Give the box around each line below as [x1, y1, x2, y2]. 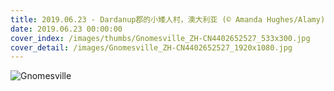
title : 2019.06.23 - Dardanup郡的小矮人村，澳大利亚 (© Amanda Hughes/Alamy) [10, 14, 326, 25]
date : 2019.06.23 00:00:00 [10, 24, 123, 34]
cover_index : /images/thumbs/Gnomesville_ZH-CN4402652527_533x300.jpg [10, 33, 311, 43]
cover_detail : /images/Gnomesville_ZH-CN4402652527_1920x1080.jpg [10, 42, 293, 53]
